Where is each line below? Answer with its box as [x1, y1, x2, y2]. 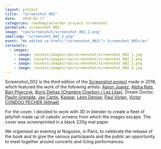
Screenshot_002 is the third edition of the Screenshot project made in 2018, [5, 79, 157, 85]
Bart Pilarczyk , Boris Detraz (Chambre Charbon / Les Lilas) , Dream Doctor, [5, 89, 154, 95]
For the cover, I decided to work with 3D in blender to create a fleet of [5, 109, 145, 114]
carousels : [5, 43, 27, 48]
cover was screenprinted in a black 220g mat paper [5, 119, 108, 125]
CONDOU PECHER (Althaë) [5, 100, 60, 105]
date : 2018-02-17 [5, 16, 45, 21]
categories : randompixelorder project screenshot [5, 20, 108, 26]
